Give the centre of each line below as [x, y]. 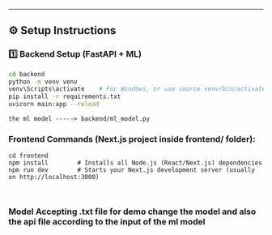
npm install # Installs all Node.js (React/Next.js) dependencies [136, 163]
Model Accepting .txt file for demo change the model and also [132, 211]
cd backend [27, 74]
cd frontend [28, 156]
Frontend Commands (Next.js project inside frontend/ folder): [132, 139]
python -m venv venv [43, 82]
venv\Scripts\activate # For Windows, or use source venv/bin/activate [137, 89]
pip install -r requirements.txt [65, 97]
